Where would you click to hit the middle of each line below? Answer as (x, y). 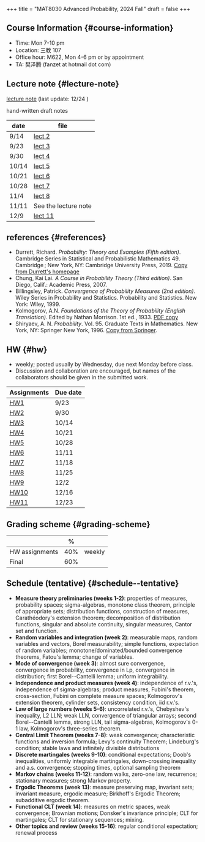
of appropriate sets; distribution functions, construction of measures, (102, 611)
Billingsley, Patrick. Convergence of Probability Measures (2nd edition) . (105, 291)
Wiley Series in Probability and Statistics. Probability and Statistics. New (106, 298)
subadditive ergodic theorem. (52, 800)
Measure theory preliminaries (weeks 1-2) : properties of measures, (101, 598)
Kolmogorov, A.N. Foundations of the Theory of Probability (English (100, 311)
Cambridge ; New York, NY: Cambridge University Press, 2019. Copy (101, 265)
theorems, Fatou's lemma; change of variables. (75, 657)
